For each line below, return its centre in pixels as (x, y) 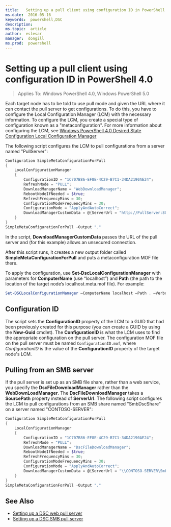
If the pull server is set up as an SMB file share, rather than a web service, (83, 382)
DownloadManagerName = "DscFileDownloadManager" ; (77, 447)
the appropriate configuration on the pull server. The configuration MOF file (84, 338)
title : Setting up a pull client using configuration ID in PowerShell (85, 10)
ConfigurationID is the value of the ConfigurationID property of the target (82, 348)
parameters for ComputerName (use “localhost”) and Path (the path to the (84, 278)
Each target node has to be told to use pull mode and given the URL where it (85, 103)
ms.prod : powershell (28, 43)
